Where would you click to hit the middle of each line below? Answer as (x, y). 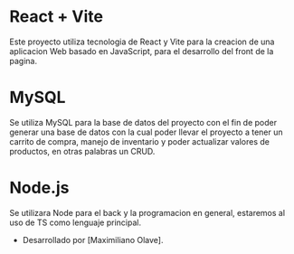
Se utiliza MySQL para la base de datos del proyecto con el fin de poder (143, 122)
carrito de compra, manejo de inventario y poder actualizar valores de (139, 141)
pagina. (24, 61)
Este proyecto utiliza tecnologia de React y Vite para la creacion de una (142, 42)
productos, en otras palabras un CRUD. (82, 151)
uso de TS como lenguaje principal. (76, 222)
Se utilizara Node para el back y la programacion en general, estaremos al (147, 212)
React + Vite (57, 17)
